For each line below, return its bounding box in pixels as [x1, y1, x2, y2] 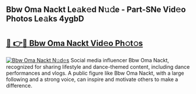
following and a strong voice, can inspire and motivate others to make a [6, 76, 178, 83]
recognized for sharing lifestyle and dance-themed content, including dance [6, 63, 190, 70]
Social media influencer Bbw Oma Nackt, [70, 57, 170, 63]
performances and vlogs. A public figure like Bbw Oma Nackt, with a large [6, 70, 184, 76]
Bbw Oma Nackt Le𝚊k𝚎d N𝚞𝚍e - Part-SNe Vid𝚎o [6, 5, 186, 15]
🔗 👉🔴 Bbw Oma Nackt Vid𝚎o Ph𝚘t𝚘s [6, 38, 143, 48]
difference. [6, 82, 33, 89]
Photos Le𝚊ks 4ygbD [6, 14, 84, 24]
